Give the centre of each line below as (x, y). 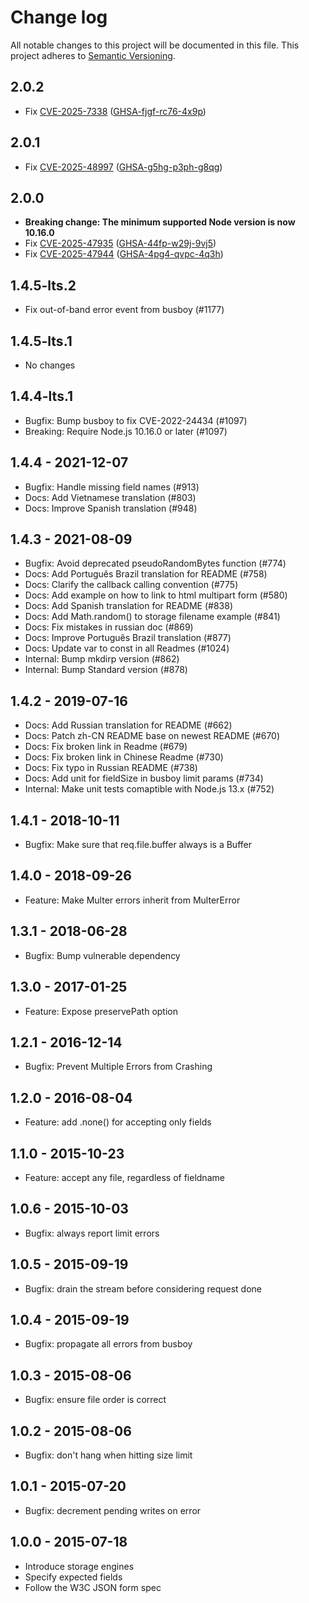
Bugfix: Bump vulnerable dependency (102, 955)
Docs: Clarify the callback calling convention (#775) (131, 585)
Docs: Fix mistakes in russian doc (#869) (109, 627)
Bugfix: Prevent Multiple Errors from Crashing (118, 1067)
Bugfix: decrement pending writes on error (113, 1510)
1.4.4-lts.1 (42, 396)
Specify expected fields (73, 1577)
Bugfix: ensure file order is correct (95, 1400)
